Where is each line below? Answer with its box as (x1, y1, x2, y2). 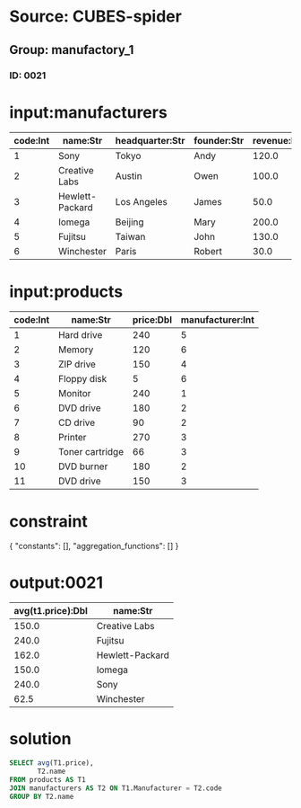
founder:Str (193, 135, 245, 147)
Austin (115, 170, 142, 182)
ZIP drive (57, 358, 97, 370)
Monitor (57, 387, 91, 400)
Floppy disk (57, 373, 107, 386)
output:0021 (9, 573, 104, 592)
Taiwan (115, 231, 146, 244)
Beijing (115, 216, 145, 228)
